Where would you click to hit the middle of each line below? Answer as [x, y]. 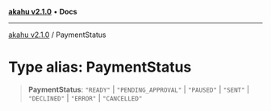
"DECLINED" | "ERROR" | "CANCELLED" [85, 98]
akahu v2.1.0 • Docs [43, 12]
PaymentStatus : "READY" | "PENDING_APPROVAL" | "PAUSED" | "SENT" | [139, 89]
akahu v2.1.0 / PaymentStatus [57, 35]
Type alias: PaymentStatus [100, 67]
